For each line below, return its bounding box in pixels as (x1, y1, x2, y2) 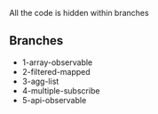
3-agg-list (21, 76, 59, 86)
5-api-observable (21, 94, 87, 105)
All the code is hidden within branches (9, 8, 149, 18)
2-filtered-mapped (21, 66, 91, 77)
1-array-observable (21, 57, 93, 68)
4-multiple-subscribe (21, 85, 100, 96)
